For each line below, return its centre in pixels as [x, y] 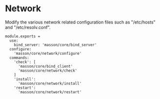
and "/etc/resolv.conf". [28, 27]
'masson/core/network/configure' [48, 53]
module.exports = [23, 36]
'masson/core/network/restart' [50, 92]
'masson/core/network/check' [48, 71]
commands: [19, 58]
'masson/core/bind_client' [45, 66]
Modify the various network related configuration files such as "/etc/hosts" [80, 22]
